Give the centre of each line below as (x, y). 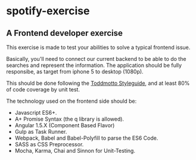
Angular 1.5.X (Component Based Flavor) (65, 125)
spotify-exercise (48, 11)
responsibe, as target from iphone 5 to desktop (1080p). (75, 72)
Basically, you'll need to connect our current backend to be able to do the (96, 59)
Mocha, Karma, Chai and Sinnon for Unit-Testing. (75, 151)
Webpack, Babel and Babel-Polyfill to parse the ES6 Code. (86, 138)
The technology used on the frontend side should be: (71, 101)
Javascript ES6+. (36, 113)
